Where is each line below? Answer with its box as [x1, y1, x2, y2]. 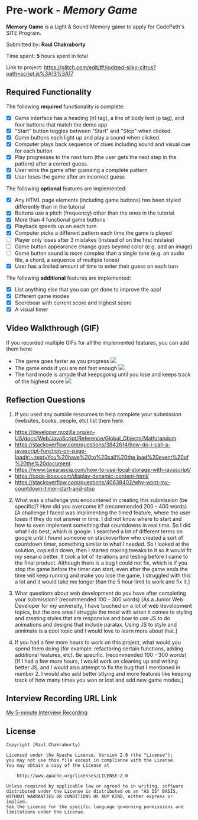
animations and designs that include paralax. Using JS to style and [14, 621, 177, 628]
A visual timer [14, 306, 48, 313]
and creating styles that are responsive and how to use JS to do [14, 614, 170, 621]
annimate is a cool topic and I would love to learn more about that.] [14, 627, 177, 634]
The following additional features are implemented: [6, 274, 131, 281]
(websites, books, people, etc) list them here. [14, 417, 125, 424]
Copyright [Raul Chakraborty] [6, 742, 81, 748]
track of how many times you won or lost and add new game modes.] [14, 676, 184, 683]
